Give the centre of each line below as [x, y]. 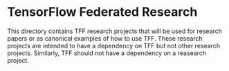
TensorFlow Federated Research [102, 12]
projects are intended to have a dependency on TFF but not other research [113, 45]
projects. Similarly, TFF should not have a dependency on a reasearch [107, 53]
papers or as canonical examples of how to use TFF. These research [105, 38]
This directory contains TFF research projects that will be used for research [115, 31]
